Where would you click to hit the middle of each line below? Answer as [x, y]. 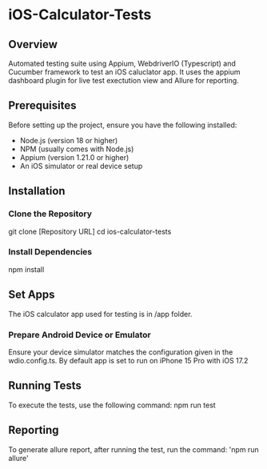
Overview [33, 44]
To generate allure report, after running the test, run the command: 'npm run [133, 449]
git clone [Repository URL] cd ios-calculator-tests [90, 231]
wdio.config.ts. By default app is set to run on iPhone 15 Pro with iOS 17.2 [128, 360]
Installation [37, 191]
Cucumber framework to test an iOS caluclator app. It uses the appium [125, 72]
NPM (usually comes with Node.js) [77, 149]
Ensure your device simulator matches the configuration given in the [121, 352]
